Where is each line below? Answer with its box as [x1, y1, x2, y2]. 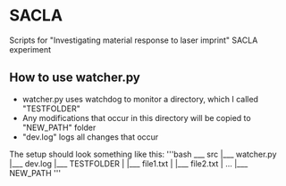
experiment [9, 44, 52, 54]
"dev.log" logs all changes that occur [21, 131, 159, 142]
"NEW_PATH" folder [21, 122, 97, 133]
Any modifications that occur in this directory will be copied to [21, 112, 252, 123]
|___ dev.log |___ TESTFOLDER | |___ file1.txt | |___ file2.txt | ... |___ [9, 158, 248, 169]
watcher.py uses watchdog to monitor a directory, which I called [21, 93, 259, 104]
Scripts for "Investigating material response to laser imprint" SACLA [9, 35, 258, 45]
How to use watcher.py [9, 70, 140, 85]
